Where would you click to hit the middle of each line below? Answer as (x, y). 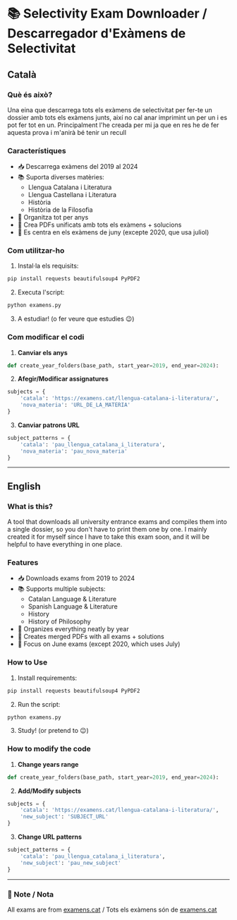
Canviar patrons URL (48, 425)
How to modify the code (49, 749)
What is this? (30, 506)
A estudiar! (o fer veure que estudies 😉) (76, 319)
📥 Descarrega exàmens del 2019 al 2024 (78, 167)
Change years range (48, 764)
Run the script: (39, 704)
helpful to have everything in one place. (65, 544)
